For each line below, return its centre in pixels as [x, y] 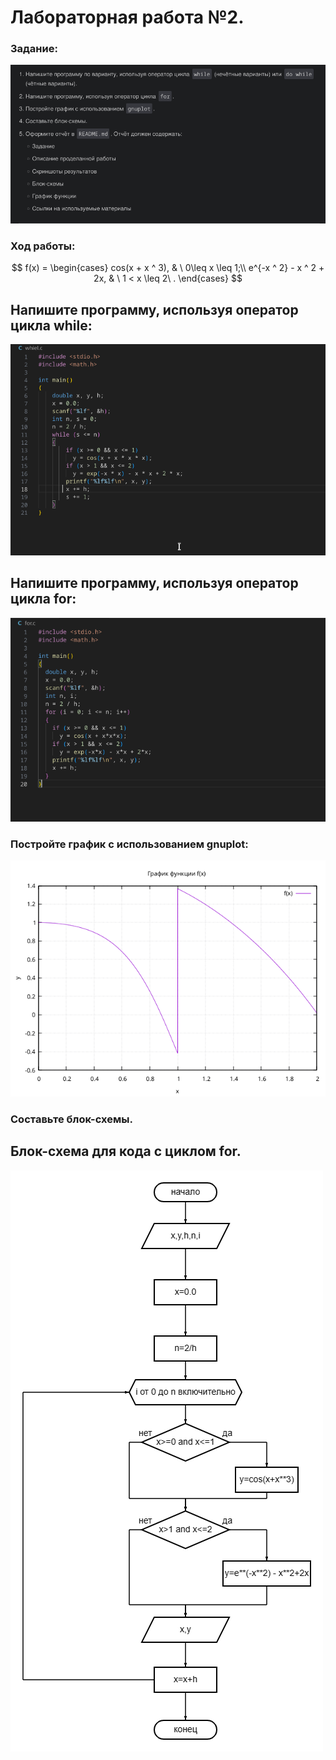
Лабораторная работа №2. [127, 17]
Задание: [34, 49]
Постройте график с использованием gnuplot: [129, 844]
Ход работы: [43, 246]
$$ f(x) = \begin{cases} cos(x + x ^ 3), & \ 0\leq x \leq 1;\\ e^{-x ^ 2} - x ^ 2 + [168, 268]
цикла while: [51, 325]
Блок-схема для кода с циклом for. [126, 1151]
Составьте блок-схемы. [71, 1119]
